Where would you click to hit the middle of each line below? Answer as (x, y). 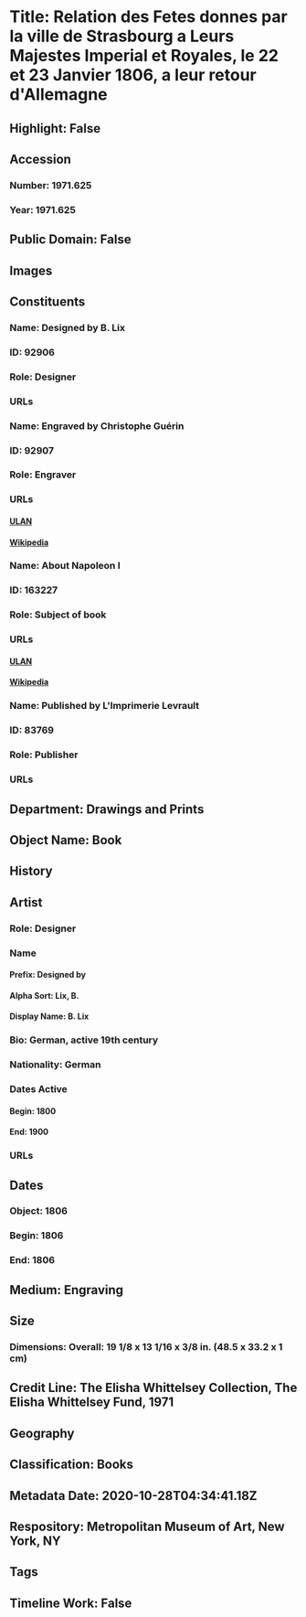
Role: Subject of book (58, 615)
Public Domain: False (70, 240)
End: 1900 (29, 1132)
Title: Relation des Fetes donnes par (148, 17)
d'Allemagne (58, 95)
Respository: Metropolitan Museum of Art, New (147, 1526)
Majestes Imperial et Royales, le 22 (144, 56)
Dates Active (39, 1089)
